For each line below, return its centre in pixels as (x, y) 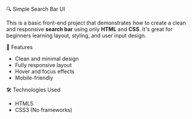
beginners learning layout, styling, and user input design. (76, 36)
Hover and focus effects (45, 71)
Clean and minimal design (47, 59)
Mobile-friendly (34, 78)
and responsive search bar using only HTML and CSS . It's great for (89, 29)
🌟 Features (19, 47)
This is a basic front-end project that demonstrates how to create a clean (96, 23)
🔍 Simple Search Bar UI (36, 9)
